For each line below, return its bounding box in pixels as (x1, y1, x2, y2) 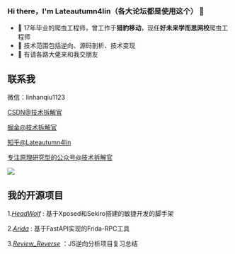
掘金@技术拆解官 (7, 123, 57, 132)
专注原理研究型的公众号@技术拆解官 (7, 154, 113, 162)
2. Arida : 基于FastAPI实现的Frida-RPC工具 (7, 224, 130, 233)
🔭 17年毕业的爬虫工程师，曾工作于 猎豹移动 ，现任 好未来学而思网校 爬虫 (17, 23, 222, 33)
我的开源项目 (7, 189, 64, 201)
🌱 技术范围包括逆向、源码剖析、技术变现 (17, 41, 136, 50)
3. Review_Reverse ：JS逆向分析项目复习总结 (7, 239, 138, 248)
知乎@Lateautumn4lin (7, 138, 71, 146)
